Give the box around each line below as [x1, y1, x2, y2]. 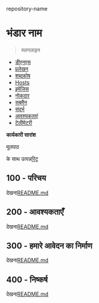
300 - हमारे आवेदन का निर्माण [6, 240, 93, 251]
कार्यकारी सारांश [6, 131, 36, 138]
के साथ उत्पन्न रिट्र [6, 155, 38, 162]
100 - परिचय [6, 173, 46, 183]
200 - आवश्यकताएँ [6, 207, 64, 217]
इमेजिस [14, 85, 29, 92]
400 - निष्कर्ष [6, 274, 48, 285]
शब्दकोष [14, 72, 31, 79]
